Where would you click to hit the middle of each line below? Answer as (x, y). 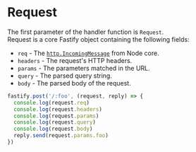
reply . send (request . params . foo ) (61, 136)
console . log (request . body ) (53, 129)
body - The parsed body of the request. (74, 83)
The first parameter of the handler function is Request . (86, 32)
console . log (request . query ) (55, 122)
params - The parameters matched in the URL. (84, 68)
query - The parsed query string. (65, 76)
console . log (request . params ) (56, 116)
